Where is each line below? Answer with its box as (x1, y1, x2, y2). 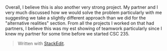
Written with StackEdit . (17, 40, 66, 46)
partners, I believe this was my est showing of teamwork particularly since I (5, 25, 162, 31)
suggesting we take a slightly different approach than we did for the (5, 15, 146, 20)
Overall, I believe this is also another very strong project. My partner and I (5, 4, 158, 10)
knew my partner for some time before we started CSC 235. (5, 31, 130, 36)
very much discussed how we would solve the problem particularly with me (5, 9, 162, 15)
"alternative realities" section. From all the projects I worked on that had (5, 20, 154, 26)
